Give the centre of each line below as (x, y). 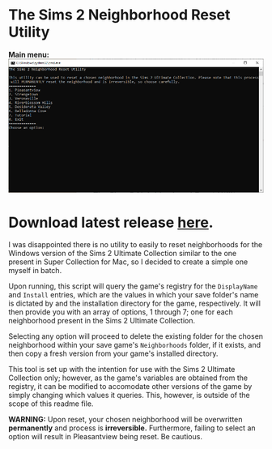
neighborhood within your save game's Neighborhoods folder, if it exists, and (135, 345)
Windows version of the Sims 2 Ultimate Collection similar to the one (123, 254)
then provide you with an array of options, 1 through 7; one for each (121, 312)
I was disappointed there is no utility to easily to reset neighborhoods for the (136, 245)
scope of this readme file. (51, 404)
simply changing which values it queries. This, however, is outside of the (129, 396)
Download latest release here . (111, 222)
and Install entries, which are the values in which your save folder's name (134, 295)
